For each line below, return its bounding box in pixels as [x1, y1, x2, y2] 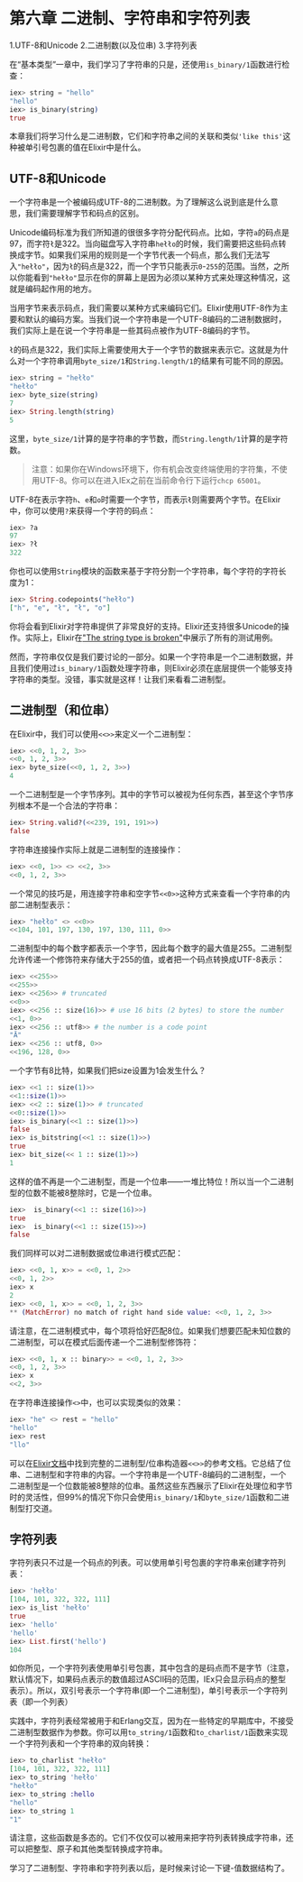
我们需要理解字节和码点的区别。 [24, 208, 144, 219]
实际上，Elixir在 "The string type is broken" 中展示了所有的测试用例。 [24, 632, 278, 643]
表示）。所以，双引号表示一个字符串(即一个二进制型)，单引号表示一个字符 [9, 1685, 280, 1696]
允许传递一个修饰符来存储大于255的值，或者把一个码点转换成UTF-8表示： [9, 954, 285, 965]
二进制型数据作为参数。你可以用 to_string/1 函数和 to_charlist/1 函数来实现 [9, 1727, 289, 1738]
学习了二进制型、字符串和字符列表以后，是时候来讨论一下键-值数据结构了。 [9, 1863, 290, 1874]
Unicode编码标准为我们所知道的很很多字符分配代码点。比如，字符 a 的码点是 [9, 227, 290, 238]
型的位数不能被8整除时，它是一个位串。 [9, 1187, 157, 1198]
